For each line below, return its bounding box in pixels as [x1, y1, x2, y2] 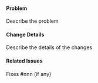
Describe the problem [6, 18, 59, 25]
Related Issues [6, 57, 43, 64]
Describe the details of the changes [6, 44, 93, 51]
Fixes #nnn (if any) [6, 70, 52, 77]
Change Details [6, 31, 45, 38]
